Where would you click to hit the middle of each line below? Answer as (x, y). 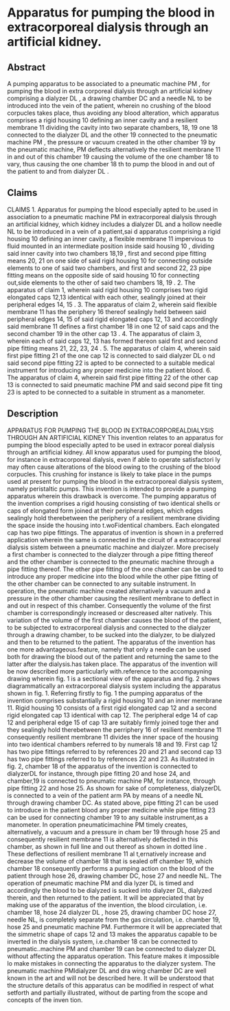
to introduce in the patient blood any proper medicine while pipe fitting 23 (111, 810)
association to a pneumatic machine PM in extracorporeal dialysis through (112, 216)
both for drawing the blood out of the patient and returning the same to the (113, 656)
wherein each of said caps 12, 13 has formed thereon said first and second (113, 341)
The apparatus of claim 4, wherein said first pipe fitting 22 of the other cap (113, 377)
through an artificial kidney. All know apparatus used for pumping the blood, (115, 452)
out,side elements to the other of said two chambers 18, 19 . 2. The (101, 282)
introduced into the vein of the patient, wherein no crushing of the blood (109, 105)
